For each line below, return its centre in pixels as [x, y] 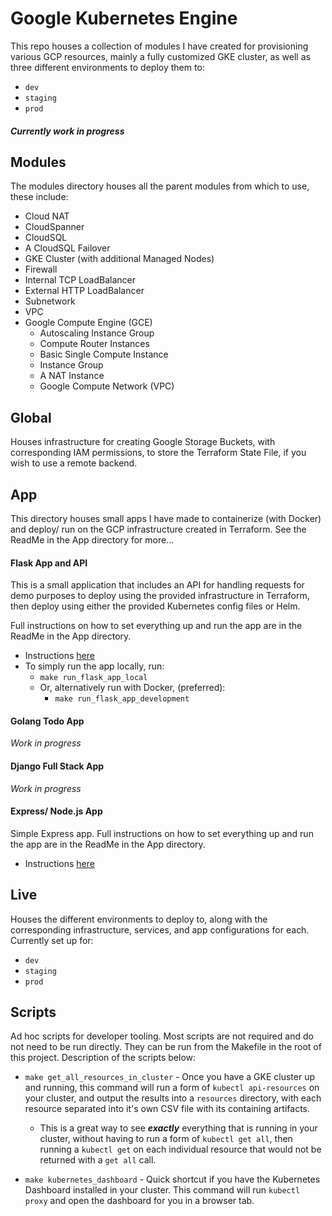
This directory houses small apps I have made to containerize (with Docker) [166, 518]
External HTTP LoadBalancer [84, 291]
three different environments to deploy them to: [107, 67]
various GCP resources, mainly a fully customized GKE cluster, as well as [160, 56]
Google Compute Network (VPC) [107, 386]
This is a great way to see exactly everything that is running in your [178, 1128]
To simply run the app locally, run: [94, 666]
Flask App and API [49, 563]
